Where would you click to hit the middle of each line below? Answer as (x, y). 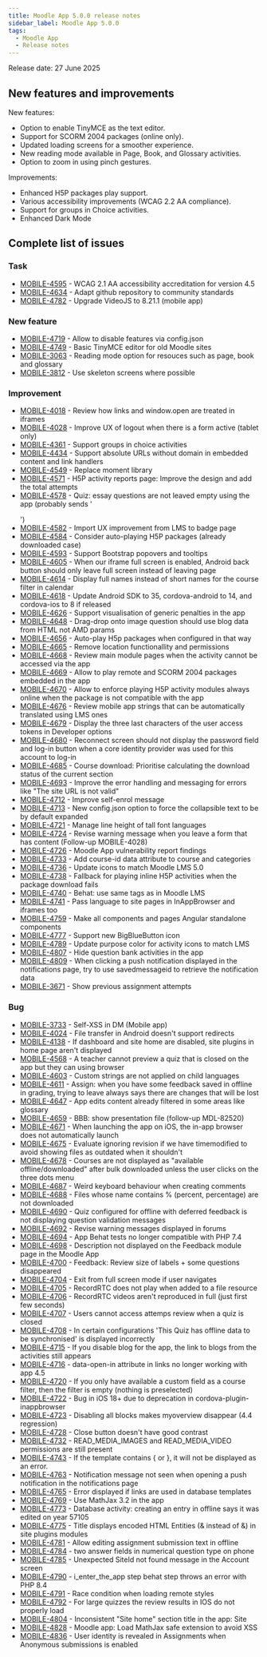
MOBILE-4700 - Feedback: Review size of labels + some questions (130, 1262)
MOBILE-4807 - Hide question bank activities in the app (112, 952)
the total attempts (49, 487)
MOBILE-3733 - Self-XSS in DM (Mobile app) (94, 1024)
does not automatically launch (69, 1134)
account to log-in (48, 757)
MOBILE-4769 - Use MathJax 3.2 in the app (92, 1500)
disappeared (41, 1270)
